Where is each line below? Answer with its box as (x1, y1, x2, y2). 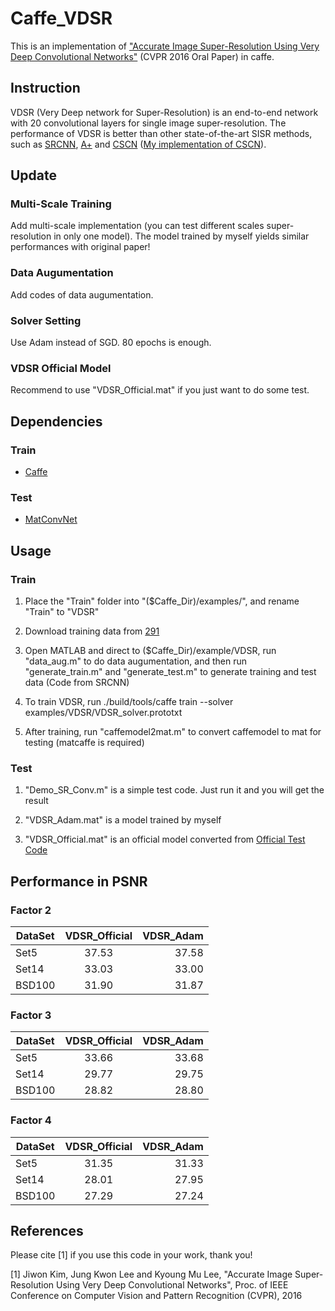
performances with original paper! (10, 241, 151, 253)
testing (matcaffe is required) (24, 737, 145, 748)
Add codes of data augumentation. (10, 288, 154, 301)
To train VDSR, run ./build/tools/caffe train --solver (24, 696, 234, 707)
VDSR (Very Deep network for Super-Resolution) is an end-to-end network (10, 106, 319, 118)
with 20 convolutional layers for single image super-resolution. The (10, 117, 287, 129)
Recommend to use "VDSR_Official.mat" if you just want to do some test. (10, 384, 310, 396)
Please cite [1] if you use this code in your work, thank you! (10, 1249, 253, 1261)
